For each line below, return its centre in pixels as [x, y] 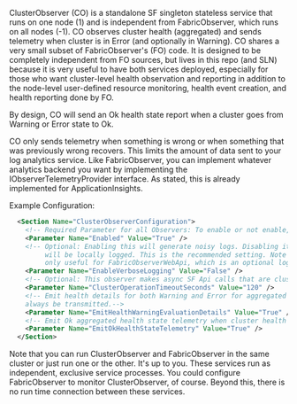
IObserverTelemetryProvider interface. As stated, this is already [125, 179]
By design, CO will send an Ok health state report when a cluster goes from [147, 115]
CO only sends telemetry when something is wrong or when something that [147, 141]
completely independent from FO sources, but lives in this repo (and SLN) [143, 60]
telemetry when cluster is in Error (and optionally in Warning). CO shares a [145, 41]
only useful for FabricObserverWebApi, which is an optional [160, 263]
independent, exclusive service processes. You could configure [125, 373]
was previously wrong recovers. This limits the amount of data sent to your [145, 151]
